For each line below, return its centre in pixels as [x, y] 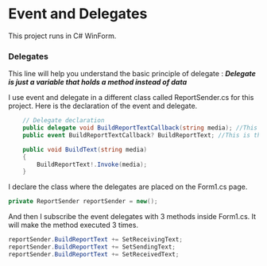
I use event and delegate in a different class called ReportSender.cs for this [131, 98]
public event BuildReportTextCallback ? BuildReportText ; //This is [136, 135]
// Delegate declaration [64, 121]
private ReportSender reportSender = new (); [83, 202]
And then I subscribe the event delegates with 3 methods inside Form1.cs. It [132, 217]
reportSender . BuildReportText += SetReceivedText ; [94, 254]
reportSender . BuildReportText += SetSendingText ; [92, 247]
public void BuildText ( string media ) [85, 149]
